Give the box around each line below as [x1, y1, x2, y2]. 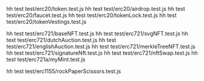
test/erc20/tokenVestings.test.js [6, 18, 87, 25]
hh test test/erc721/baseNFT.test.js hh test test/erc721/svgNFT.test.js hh [6, 30, 188, 37]
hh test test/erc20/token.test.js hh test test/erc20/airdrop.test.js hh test [6, 5, 185, 12]
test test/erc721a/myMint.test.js [6, 56, 86, 63]
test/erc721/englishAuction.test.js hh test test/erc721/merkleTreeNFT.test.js [6, 43, 195, 50]
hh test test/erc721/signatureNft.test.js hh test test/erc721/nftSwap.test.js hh [6, 49, 199, 57]
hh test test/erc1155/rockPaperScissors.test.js [6, 68, 121, 75]
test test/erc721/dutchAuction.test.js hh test [6, 37, 117, 43]
